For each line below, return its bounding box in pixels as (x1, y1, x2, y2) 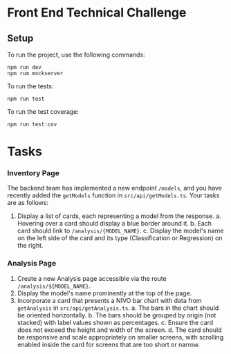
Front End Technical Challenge (7, 5, 187, 21)
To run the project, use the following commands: (7, 50, 145, 59)
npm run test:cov (7, 121, 57, 128)
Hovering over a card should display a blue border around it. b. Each (17, 219, 212, 228)
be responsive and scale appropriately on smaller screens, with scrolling (17, 333, 223, 341)
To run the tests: (7, 82, 54, 90)
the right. (17, 242, 44, 250)
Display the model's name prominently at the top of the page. (17, 288, 192, 297)
